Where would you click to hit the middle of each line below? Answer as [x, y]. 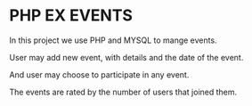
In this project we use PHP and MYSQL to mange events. [113, 40]
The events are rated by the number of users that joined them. [123, 92]
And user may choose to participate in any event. [99, 74]
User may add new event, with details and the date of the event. [126, 57]
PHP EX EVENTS [71, 16]
